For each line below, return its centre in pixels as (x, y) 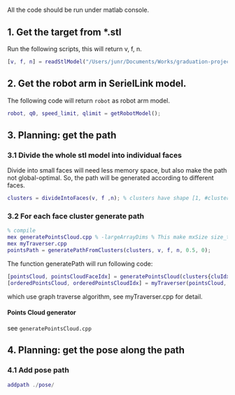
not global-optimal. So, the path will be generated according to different (111, 178)
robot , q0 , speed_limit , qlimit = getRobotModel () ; (84, 113)
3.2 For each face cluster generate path (76, 216)
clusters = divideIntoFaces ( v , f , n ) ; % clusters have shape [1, (105, 199)
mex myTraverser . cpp (37, 244)
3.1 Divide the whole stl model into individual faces (94, 155)
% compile (22, 231)
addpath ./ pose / (31, 384)
